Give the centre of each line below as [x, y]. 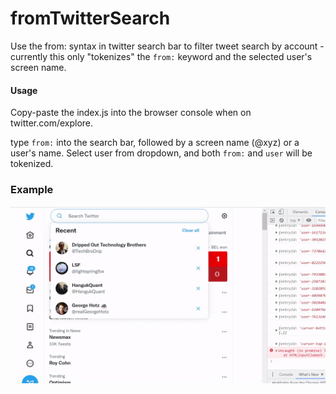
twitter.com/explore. [52, 123]
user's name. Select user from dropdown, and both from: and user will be [161, 153]
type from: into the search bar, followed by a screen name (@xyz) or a [155, 143]
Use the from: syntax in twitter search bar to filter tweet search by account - [167, 46]
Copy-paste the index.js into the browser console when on [131, 113]
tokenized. [32, 164]
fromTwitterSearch [90, 18]
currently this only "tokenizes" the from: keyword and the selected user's [161, 56]
